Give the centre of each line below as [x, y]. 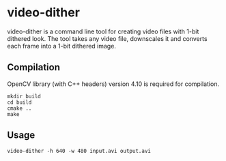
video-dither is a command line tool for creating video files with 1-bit [103, 31]
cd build [19, 102]
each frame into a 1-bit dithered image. [61, 46]
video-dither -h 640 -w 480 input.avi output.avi [79, 151]
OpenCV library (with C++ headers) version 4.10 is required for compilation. [113, 84]
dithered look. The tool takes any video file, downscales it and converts [107, 38]
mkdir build [24, 96]
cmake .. [19, 108]
